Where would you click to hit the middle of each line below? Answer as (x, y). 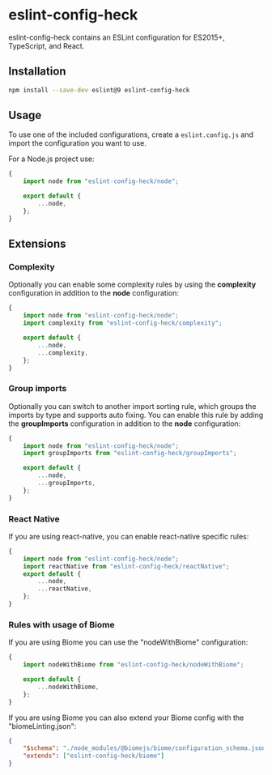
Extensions (37, 244)
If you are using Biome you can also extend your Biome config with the (126, 718)
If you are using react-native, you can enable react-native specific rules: (129, 536)
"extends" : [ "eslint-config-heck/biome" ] (93, 756)
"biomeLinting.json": (42, 726)
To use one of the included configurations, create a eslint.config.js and (131, 134)
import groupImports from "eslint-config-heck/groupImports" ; (130, 454)
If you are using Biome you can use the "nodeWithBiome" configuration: (128, 642)
